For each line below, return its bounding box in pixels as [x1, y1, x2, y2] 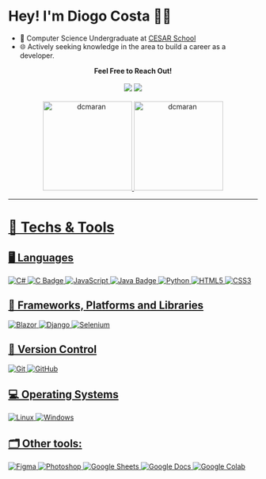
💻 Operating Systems [8, 388, 119, 401]
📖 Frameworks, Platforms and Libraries [8, 299, 204, 312]
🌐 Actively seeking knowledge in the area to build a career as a [19, 41, 226, 51]
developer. [19, 51, 55, 60]
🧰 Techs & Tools [8, 218, 115, 236]
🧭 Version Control [8, 343, 97, 356]
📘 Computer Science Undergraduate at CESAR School [19, 33, 196, 43]
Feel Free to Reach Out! [93, 66, 173, 75]
